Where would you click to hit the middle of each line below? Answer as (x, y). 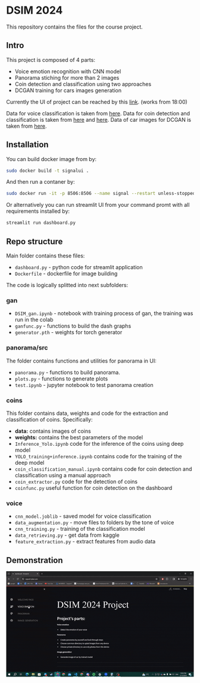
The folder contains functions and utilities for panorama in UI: (81, 361)
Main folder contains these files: (46, 256)
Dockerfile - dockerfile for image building (66, 273)
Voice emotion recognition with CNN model (68, 71)
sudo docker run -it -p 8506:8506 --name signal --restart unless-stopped (101, 194)
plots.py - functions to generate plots (61, 379)
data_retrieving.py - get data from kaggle (67, 535)
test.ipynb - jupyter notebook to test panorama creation (84, 385)
